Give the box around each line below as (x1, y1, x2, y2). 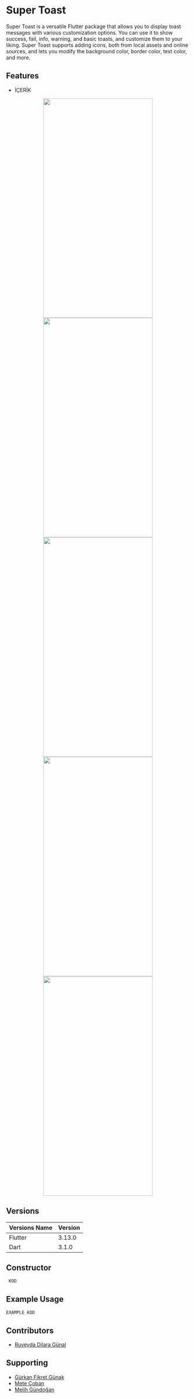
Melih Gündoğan (14, 1386, 55, 1393)
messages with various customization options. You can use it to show (6, 29, 173, 36)
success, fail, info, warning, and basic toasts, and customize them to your (6, 35, 183, 42)
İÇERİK (14, 86, 31, 94)
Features (6, 71, 39, 81)
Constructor (6, 1263, 51, 1273)
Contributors (6, 1325, 54, 1335)
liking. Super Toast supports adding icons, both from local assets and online (6, 42, 188, 49)
